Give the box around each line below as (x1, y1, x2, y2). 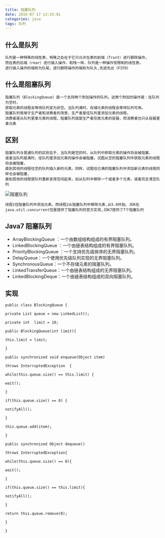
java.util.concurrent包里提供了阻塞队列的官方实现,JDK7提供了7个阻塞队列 (5, 207, 144, 212)
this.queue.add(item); (5, 424, 52, 429)
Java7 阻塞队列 (5, 222, 52, 231)
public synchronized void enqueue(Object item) (5, 355, 106, 360)
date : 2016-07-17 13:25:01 (5, 12, 61, 17)
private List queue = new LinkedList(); (5, 311, 90, 317)
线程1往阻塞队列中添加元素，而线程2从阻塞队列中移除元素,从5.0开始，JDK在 (5, 202, 140, 207)
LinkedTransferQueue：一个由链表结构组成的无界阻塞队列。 (12, 267, 135, 273)
